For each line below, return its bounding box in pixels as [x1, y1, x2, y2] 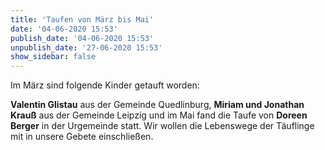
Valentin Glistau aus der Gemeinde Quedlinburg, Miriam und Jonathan [10, 99, 305, 111]
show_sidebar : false [10, 52, 97, 62]
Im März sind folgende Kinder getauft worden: [10, 79, 200, 91]
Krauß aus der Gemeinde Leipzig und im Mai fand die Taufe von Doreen [10, 109, 308, 121]
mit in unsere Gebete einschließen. [10, 131, 154, 143]
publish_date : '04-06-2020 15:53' [10, 33, 155, 43]
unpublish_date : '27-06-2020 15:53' [10, 42, 163, 53]
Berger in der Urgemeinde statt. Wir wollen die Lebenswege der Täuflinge [10, 120, 315, 132]
